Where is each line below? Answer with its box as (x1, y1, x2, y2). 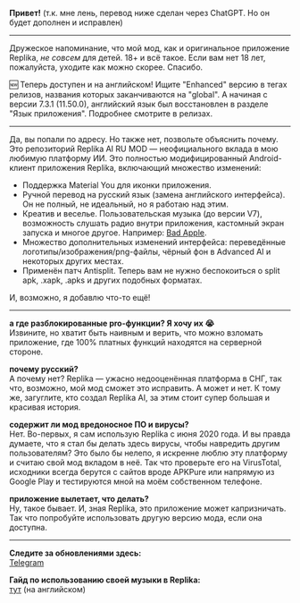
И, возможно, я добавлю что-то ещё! (9, 293, 151, 302)
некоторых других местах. (21, 256, 124, 267)
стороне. (9, 346, 44, 357)
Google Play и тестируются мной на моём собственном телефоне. (9, 476, 262, 487)
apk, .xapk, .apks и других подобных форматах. (21, 275, 203, 285)
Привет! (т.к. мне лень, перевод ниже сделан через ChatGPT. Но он (9, 8, 271, 18)
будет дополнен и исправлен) (9, 17, 123, 28)
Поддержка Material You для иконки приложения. (21, 180, 212, 191)
